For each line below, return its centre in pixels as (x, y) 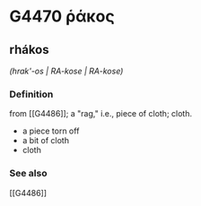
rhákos (29, 50)
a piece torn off (51, 131)
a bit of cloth (46, 141)
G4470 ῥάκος (62, 17)
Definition (31, 94)
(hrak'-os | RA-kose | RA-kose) (66, 71)
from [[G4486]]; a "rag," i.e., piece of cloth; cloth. (101, 114)
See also (28, 174)
